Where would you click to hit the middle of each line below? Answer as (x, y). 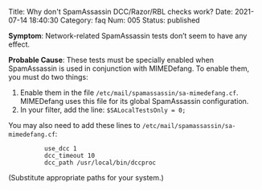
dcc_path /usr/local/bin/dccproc (100, 163)
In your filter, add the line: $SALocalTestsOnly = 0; (103, 109)
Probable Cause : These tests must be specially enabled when (111, 60)
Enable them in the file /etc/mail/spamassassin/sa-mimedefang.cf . (129, 93)
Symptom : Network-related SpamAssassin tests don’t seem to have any (128, 36)
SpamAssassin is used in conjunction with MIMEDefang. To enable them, (129, 68)
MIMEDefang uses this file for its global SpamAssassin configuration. (134, 101)
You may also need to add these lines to (74, 125)
